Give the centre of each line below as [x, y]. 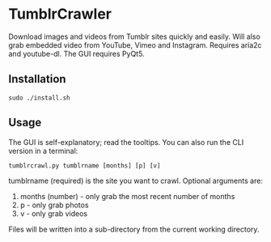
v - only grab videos [53, 213]
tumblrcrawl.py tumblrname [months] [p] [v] [85, 166]
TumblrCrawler [60, 14]
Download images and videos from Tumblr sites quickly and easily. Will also [134, 36]
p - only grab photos [54, 205]
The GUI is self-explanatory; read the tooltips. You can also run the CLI [126, 142]
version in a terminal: [43, 151]
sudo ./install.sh [39, 98]
